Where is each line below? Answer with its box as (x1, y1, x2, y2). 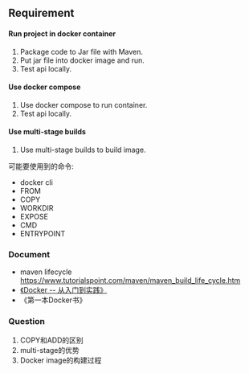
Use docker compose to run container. (19, 100, 148, 109)
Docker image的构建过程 (19, 355, 102, 365)
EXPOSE (19, 212, 48, 221)
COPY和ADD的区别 (19, 335, 84, 345)
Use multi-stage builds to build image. (19, 145, 146, 154)
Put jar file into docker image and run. (19, 55, 145, 65)
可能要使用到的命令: (8, 162, 75, 171)
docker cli (19, 178, 54, 187)
